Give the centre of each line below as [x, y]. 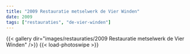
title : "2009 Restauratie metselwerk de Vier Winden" [73, 11]
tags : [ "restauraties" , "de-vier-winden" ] [58, 22]
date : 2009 [19, 17]
